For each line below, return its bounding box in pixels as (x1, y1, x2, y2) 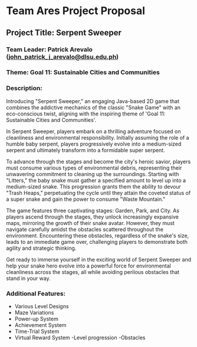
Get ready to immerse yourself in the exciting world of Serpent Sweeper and (6, 256, 192, 263)
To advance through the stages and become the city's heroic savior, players (6, 158, 191, 165)
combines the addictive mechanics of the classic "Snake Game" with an (6, 104, 181, 111)
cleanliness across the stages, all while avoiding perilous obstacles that (6, 268, 180, 275)
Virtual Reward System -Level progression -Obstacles (14, 334, 146, 341)
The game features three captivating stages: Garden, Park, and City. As (6, 207, 180, 214)
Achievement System (14, 322, 67, 329)
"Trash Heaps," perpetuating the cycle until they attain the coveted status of (6, 189, 191, 196)
